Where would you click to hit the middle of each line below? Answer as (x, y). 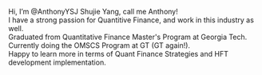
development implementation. (57, 62)
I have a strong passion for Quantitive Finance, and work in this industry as (131, 20)
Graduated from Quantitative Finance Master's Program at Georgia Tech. (128, 37)
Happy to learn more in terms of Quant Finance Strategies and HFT (119, 54)
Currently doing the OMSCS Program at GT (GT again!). (99, 45)
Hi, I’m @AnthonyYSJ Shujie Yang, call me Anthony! (93, 12)
